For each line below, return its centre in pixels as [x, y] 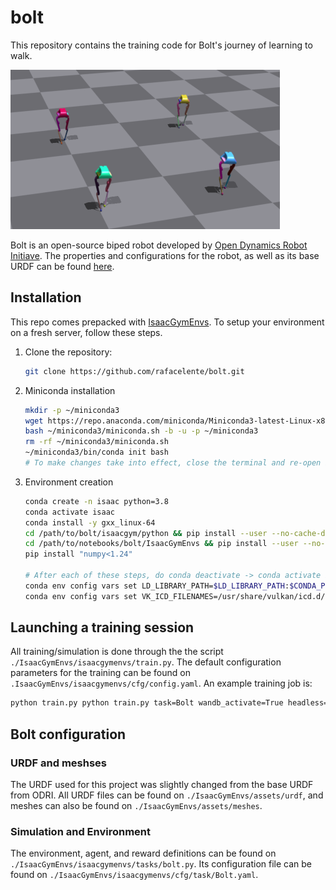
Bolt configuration [68, 734]
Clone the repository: [68, 352]
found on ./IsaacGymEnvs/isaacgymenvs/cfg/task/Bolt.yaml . [134, 875]
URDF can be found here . [62, 266]
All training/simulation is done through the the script [117, 652]
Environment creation [69, 482]
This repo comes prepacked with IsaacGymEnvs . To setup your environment [167, 322]
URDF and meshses [58, 763]
